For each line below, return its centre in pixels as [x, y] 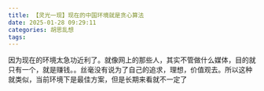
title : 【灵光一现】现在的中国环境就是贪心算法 [76, 15]
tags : [17, 37]
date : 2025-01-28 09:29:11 [52, 23]
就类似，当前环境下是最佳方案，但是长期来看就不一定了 [97, 79]
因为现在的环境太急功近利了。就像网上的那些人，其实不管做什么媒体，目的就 [132, 60]
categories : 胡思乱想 [41, 30]
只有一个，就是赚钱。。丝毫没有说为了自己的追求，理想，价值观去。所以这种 [130, 70]
